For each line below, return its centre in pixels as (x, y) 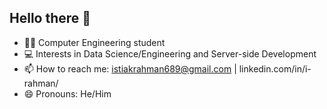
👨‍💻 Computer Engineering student (94, 42)
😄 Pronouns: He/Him (67, 93)
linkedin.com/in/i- (275, 68)
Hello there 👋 (50, 18)
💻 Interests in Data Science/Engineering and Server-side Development (170, 53)
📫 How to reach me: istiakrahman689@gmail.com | (130, 68)
